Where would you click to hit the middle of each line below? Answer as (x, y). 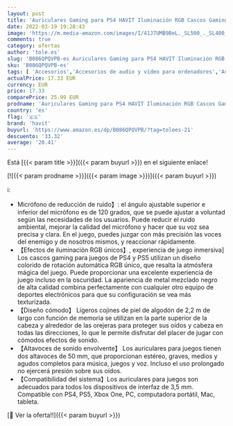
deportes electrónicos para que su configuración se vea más (104, 295)
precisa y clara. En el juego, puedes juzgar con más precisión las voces (119, 235)
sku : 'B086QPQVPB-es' (38, 65)
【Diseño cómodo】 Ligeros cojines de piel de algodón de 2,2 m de (114, 310)
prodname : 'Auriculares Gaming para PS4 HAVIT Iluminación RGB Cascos (111, 104)
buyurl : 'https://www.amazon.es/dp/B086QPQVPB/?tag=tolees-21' (101, 130)
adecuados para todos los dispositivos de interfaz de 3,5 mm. (105, 387)
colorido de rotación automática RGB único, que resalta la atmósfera (115, 265)
